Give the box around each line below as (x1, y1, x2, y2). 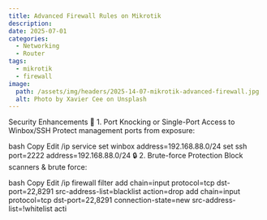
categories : (8, 34, 49, 43)
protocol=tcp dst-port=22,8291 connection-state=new (8, 196, 191, 205)
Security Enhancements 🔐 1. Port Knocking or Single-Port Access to (8, 117, 235, 127)
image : (8, 80, 31, 88)
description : (8, 19, 53, 28)
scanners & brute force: (8, 162, 88, 172)
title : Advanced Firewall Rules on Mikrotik (8, 11, 161, 20)
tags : (8, 58, 27, 66)
